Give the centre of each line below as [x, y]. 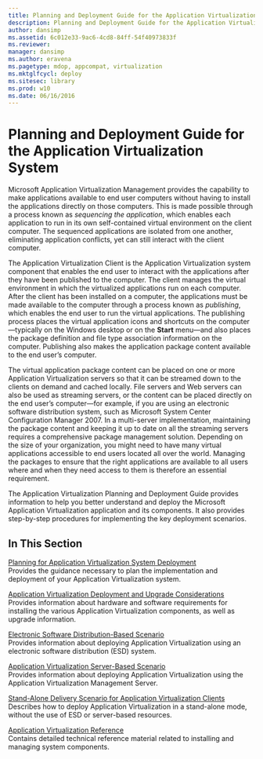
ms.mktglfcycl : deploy [45, 74]
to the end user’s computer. [52, 355]
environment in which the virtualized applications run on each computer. [124, 288]
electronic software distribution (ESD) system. [82, 651]
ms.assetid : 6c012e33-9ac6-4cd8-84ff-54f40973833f [92, 37]
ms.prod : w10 [29, 88]
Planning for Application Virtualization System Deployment [103, 562]
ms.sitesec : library [42, 81]
